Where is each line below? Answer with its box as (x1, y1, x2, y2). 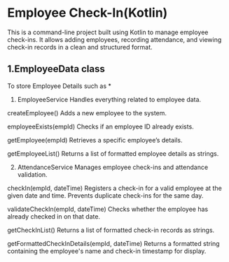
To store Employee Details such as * (7, 82, 112, 90)
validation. (17, 170, 48, 179)
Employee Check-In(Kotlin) (7, 5, 168, 21)
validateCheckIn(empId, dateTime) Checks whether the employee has (7, 205, 209, 213)
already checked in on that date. (7, 212, 100, 221)
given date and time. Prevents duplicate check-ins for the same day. (7, 191, 204, 200)
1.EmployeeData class (7, 63, 105, 75)
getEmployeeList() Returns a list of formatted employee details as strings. (7, 149, 219, 158)
